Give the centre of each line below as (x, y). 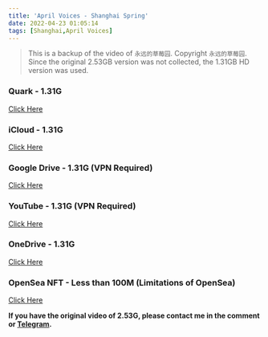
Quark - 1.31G (35, 91)
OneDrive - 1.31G (42, 244)
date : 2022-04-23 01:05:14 (53, 23)
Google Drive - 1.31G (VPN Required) (81, 168)
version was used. (58, 71)
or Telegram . (30, 324)
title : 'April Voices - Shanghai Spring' (79, 16)
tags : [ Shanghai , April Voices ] (61, 30)
